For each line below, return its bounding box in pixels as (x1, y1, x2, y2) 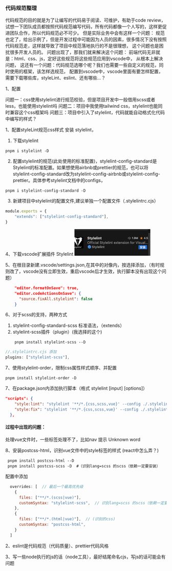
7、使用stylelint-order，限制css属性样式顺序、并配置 (5, 365, 117, 371)
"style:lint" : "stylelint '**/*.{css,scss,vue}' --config (14, 401, 141, 407)
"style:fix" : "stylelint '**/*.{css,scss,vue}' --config (14, 406, 139, 412)
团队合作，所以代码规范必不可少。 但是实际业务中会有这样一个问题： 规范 (9, 30, 165, 36)
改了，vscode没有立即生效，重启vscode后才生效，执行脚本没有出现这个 (9, 268, 162, 274)
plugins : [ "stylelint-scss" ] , (5, 355, 70, 360)
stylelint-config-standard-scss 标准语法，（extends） (12, 322, 124, 329)
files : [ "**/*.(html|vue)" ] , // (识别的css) (18, 517, 116, 522)
